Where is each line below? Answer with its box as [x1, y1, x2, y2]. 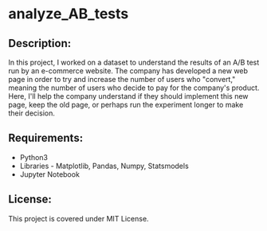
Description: [8, 37, 72, 50]
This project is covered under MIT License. [8, 213, 149, 223]
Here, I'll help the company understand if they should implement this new [8, 92, 249, 100]
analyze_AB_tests [8, 5, 129, 23]
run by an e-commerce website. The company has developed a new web [8, 66, 249, 76]
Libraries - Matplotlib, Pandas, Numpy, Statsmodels [19, 161, 189, 170]
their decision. [8, 108, 56, 118]
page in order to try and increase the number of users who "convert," [8, 75, 236, 84]
